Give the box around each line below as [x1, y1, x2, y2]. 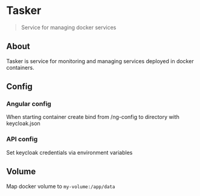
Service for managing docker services [21, 24, 117, 31]
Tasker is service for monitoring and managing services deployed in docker [6, 57, 195, 64]
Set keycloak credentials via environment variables [6, 149, 133, 156]
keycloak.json [6, 120, 40, 127]
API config [6, 135, 38, 143]
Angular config [6, 100, 51, 108]
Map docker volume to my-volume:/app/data [6, 183, 115, 190]
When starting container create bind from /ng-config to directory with [6, 113, 179, 121]
